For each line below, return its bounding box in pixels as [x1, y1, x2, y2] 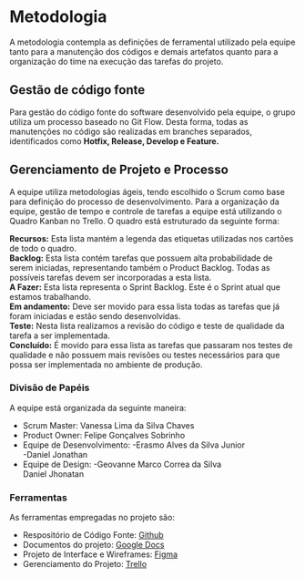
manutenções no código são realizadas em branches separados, [9, 126, 252, 137]
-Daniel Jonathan [22, 449, 88, 459]
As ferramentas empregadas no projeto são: [9, 512, 176, 523]
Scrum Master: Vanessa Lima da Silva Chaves [22, 419, 195, 430]
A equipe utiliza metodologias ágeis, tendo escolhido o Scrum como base [9, 186, 285, 197]
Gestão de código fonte [9, 82, 146, 98]
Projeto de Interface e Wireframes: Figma [22, 549, 178, 560]
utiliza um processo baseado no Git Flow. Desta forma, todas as [9, 116, 249, 127]
